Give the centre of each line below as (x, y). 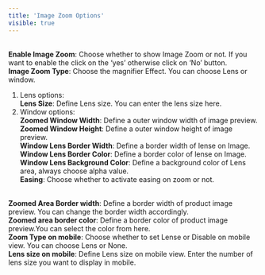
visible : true (32, 23)
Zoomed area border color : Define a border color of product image (118, 220)
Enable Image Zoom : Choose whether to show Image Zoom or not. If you (128, 54)
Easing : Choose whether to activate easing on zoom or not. (117, 179)
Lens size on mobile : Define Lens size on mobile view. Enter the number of (131, 254)
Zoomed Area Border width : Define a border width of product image (120, 203)
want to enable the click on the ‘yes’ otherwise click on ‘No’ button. (118, 62)
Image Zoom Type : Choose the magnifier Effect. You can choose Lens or (128, 71)
